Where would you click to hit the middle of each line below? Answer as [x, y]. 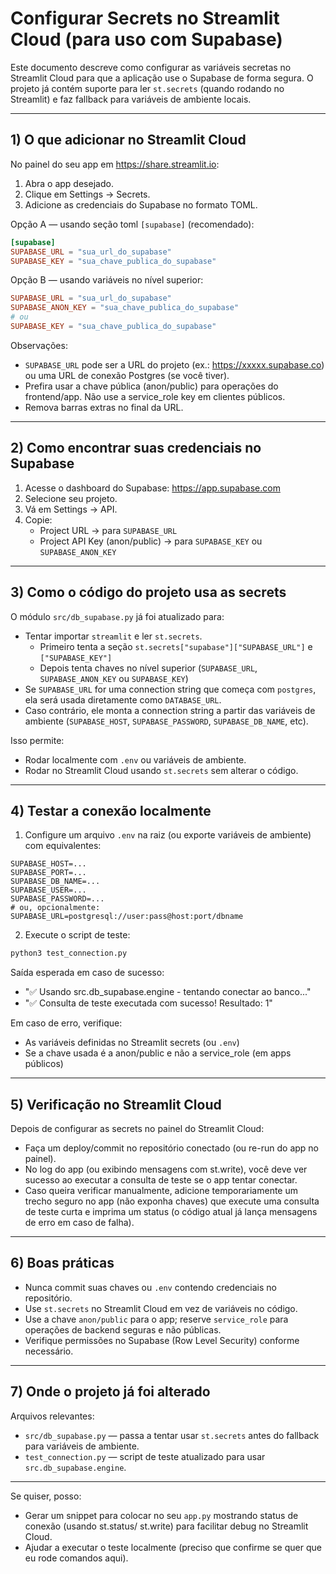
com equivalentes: [63, 846]
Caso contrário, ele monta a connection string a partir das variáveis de [170, 710]
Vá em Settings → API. [71, 509]
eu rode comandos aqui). [76, 1558]
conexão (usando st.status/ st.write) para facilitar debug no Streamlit [166, 1526]
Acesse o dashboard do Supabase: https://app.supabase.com [152, 488]
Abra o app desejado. [69, 183]
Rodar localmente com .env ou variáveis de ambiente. [135, 759]
